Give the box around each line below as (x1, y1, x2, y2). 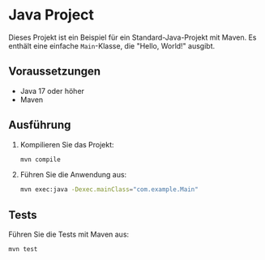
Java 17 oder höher (19, 86, 85, 96)
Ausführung (8, 118, 71, 132)
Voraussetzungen (8, 65, 101, 79)
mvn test (8, 245, 38, 254)
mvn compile (19, 156, 61, 164)
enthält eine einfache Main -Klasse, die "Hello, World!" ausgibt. (8, 40, 216, 50)
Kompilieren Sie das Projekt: (19, 139, 115, 149)
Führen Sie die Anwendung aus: (19, 170, 127, 180)
